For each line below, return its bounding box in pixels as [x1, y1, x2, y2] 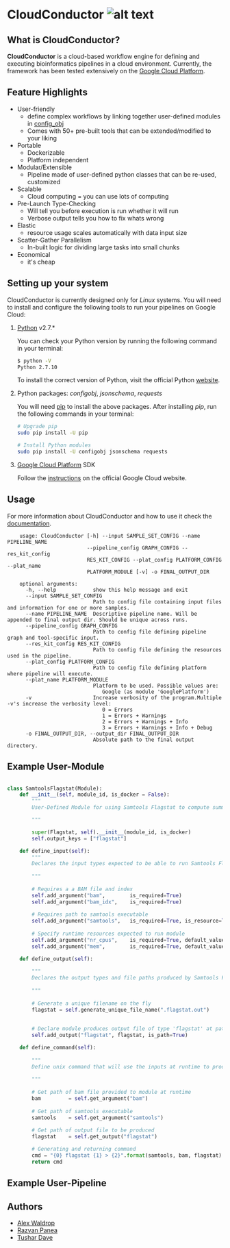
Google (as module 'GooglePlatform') [101, 688, 210, 695]
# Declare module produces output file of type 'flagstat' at [31, 1025, 213, 1032]
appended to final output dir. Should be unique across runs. [7, 616, 188, 623]
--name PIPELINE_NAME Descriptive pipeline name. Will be [25, 610, 197, 617]
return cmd [31, 1158, 63, 1165]
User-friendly [16, 105, 55, 113]
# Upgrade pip [16, 423, 57, 430]
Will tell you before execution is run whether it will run [27, 206, 179, 215]
